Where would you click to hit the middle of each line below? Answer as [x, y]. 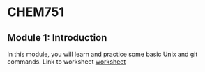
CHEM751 [36, 12]
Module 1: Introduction [57, 38]
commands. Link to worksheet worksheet [67, 62]
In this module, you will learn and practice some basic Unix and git [102, 54]
